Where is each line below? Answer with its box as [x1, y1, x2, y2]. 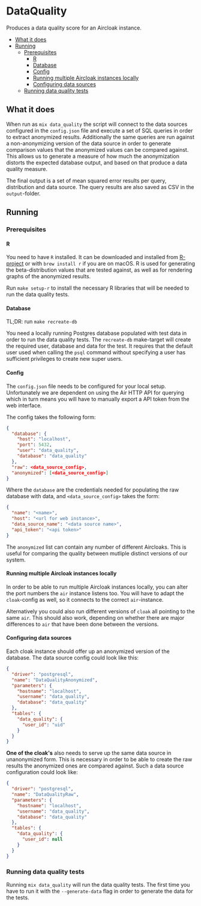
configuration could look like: [6, 769, 78, 776]
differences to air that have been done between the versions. [6, 620, 159, 628]
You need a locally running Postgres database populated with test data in [6, 330, 187, 337]
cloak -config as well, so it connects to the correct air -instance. [6, 596, 164, 603]
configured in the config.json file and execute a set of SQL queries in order [6, 127, 193, 134]
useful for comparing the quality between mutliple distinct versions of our [6, 549, 188, 557]
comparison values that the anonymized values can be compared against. [6, 146, 189, 153]
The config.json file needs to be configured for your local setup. [6, 383, 166, 390]
